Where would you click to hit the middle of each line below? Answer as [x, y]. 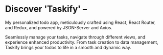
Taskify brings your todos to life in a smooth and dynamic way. [68, 47]
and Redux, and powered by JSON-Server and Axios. [59, 27]
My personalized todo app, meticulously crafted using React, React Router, [80, 22]
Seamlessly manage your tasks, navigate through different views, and [75, 37]
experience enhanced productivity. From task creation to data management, [81, 42]
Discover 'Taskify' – [46, 9]
